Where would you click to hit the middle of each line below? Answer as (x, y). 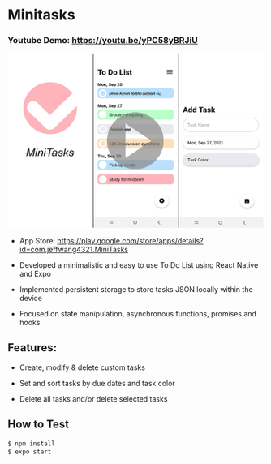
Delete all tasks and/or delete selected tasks (93, 398)
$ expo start (30, 452)
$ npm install (32, 444)
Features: (32, 348)
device (30, 298)
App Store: (37, 240)
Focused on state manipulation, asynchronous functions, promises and (138, 313)
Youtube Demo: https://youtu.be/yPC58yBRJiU (103, 41)
